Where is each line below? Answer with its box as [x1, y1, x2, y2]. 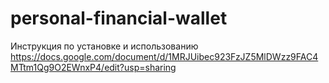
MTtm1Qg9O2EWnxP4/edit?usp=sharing [10, 61, 177, 73]
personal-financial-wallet [10, 7, 228, 30]
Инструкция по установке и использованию [10, 40, 199, 52]
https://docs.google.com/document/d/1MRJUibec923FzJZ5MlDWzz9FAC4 [10, 50, 319, 62]
